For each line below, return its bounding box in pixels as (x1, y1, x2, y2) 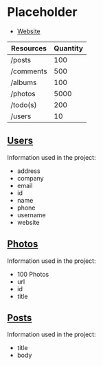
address (16, 167, 41, 175)
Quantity (54, 43, 84, 53)
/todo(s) (10, 100, 37, 109)
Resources (11, 43, 47, 53)
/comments (10, 66, 47, 76)
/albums (10, 77, 37, 87)
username (16, 210, 46, 219)
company (16, 174, 44, 182)
